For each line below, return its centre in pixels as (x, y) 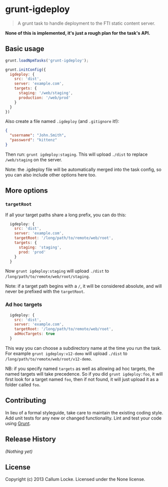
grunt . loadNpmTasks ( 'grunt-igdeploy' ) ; (47, 60)
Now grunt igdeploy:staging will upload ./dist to (57, 271)
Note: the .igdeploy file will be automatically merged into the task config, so (83, 169)
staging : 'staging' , (40, 247)
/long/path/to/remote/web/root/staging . (48, 276)
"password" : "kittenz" (33, 140)
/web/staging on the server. (34, 159)
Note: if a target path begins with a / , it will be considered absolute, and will (83, 286)
